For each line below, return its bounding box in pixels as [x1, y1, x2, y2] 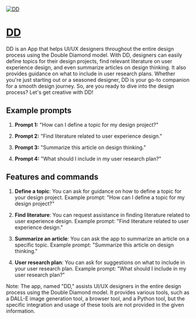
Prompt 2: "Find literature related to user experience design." [14, 132, 163, 140]
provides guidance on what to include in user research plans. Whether [6, 70, 176, 77]
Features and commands [6, 172, 98, 182]
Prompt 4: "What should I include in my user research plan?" [14, 155, 162, 162]
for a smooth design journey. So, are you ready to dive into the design [6, 82, 174, 89]
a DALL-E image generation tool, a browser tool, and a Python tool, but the [6, 295, 185, 302]
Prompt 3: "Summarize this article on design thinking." [14, 144, 146, 151]
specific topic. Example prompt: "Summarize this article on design [14, 241, 174, 248]
